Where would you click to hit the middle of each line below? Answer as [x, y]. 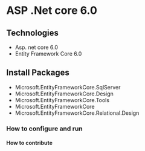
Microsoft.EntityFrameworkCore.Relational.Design [77, 113]
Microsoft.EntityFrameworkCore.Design [64, 94]
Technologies [33, 33]
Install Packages [38, 73]
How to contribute [30, 143]
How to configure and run [44, 129]
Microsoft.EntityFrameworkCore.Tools [62, 100]
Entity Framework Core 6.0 [48, 54]
